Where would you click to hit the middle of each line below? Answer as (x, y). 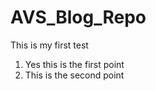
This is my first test (49, 45)
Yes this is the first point (74, 64)
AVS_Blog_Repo (78, 17)
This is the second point (74, 75)
